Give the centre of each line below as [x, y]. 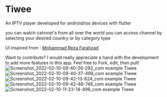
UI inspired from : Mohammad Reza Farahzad [52, 47]
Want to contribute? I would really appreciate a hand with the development [82, 57]
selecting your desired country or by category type [58, 38]
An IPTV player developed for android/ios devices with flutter [68, 23]
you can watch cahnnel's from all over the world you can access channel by [84, 32]
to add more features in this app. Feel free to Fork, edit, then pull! [72, 62]
